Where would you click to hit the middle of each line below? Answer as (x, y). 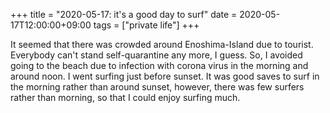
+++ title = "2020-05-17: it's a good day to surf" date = (124, 14)
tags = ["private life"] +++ (146, 25)
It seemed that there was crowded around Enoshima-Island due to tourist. (162, 44)
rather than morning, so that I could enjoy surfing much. (125, 97)
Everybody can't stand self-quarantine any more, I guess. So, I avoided (156, 55)
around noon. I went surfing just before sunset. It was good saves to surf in (165, 76)
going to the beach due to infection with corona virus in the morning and (159, 65)
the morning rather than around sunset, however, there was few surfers (157, 87)
